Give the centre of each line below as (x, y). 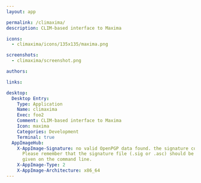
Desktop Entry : (31, 98)
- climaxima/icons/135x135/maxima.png (60, 44)
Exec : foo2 (31, 115)
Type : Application (40, 104)
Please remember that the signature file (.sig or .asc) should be (108, 154)
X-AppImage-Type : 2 (41, 165)
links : (14, 82)
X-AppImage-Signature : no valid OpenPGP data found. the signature (103, 148)
